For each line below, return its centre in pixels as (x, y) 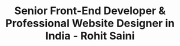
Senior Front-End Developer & (90, 11)
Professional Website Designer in (90, 23)
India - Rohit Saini (90, 36)
